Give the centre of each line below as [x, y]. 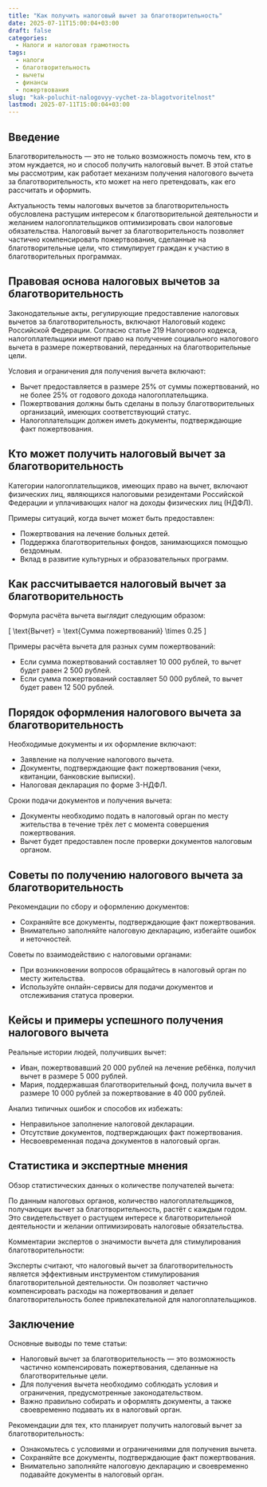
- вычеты [30, 75]
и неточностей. [45, 939]
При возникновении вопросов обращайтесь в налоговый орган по [133, 970]
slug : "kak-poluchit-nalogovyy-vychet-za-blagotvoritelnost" [112, 97]
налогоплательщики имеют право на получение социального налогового [133, 338]
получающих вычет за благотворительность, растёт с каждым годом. [128, 1209]
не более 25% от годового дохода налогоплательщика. [114, 395]
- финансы [31, 82]
